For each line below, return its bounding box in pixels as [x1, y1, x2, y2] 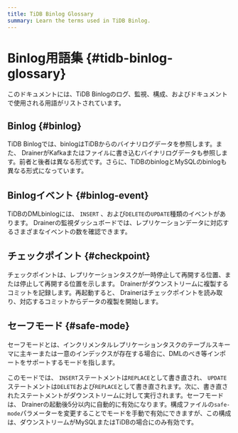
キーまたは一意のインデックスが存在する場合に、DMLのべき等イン [26, 349, 220, 358]
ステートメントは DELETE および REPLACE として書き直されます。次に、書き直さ [7, 382, 229, 390]
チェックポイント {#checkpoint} [7, 250, 151, 262]
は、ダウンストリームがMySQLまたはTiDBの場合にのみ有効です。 [7, 417, 198, 426]
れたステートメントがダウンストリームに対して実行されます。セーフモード [7, 391, 224, 400]
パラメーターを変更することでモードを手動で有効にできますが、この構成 [20, 409, 232, 417]
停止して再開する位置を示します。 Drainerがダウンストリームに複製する [19, 279, 229, 288]
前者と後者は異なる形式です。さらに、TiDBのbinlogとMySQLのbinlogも [18, 157, 227, 166]
